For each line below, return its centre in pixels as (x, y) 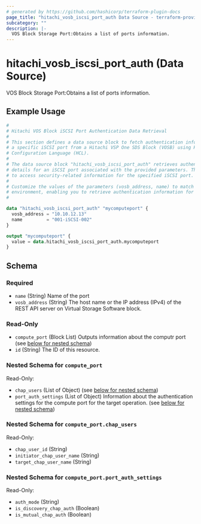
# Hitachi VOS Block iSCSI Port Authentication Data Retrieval (87, 131)
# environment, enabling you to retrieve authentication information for (100, 192)
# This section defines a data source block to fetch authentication (95, 142)
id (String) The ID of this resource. (57, 350)
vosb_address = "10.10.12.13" (49, 214)
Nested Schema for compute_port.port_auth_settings (84, 477)
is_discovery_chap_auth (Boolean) (57, 508)
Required (20, 283)
